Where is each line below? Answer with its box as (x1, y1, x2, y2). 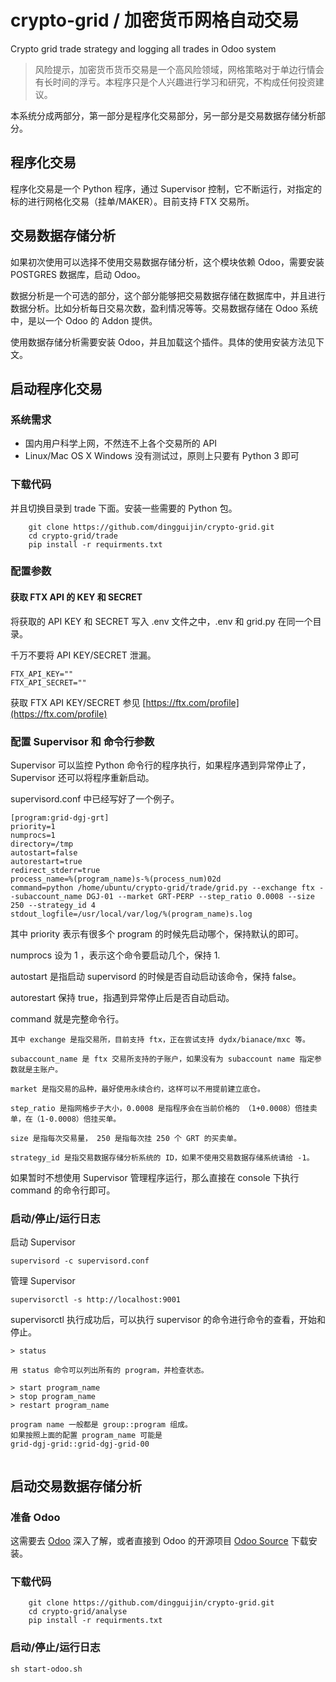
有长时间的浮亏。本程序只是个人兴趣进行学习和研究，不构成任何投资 (34, 76, 316, 88)
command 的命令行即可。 (10, 1184, 116, 1196)
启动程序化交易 (10, 380, 103, 397)
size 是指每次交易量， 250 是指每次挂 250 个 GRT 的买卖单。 (10, 1133, 242, 1143)
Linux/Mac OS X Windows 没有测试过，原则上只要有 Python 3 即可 (24, 450, 300, 462)
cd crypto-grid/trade (28, 531, 118, 541)
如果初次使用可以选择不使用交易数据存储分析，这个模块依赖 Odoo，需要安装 (10, 256, 325, 268)
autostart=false (10, 847, 78, 858)
